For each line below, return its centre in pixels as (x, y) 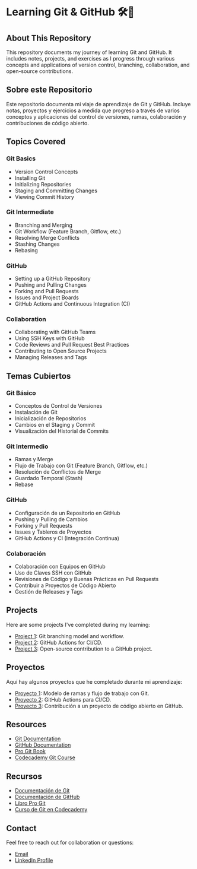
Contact (21, 828)
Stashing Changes (37, 244)
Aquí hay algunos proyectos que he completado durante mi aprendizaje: (94, 681)
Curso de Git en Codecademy (51, 810)
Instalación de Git (36, 412)
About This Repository (49, 38)
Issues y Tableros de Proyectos (53, 532)
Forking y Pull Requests (44, 525)
